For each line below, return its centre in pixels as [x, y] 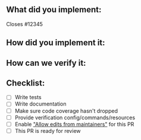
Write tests [28, 97]
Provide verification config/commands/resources [75, 117]
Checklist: [26, 83]
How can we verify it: [46, 63]
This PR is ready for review [48, 131]
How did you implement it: [56, 43]
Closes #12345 [24, 24]
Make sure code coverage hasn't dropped [66, 111]
